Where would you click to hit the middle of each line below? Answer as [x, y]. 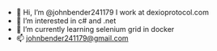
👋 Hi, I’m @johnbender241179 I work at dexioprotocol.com [112, 12]
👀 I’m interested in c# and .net [66, 21]
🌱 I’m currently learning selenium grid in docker [95, 29]
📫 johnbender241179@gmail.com [72, 38]
